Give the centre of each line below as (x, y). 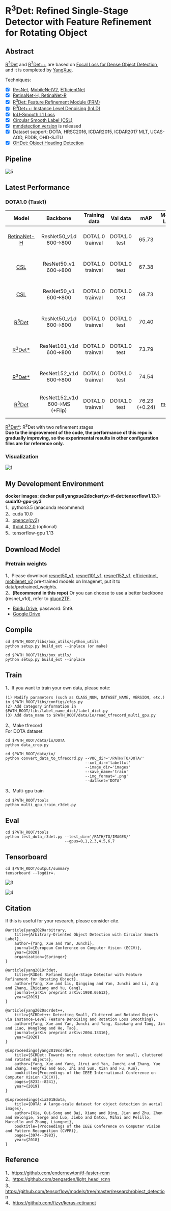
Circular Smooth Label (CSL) (42, 120)
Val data (121, 218)
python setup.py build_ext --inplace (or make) (57, 646)
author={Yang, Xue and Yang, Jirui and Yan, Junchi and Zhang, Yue (87, 1064)
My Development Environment (54, 484)
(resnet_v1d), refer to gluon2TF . (38, 598)
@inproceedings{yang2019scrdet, (39, 1050)
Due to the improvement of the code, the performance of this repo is (79, 433)
